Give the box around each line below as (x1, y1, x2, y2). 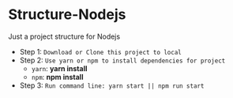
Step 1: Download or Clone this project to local (19, 47, 182, 56)
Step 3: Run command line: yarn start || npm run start (19, 81, 205, 90)
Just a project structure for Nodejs (8, 32, 121, 41)
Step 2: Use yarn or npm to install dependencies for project (19, 55, 226, 65)
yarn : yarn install (31, 63, 88, 73)
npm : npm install (31, 72, 84, 81)
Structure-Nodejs (8, 6, 126, 24)
